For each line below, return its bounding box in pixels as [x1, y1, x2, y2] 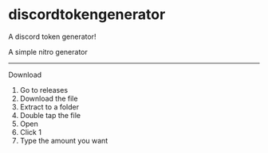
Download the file [19, 94, 78, 103]
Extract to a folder [19, 101, 80, 112]
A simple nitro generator [8, 47, 88, 56]
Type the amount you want [19, 136, 108, 145]
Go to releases [19, 85, 69, 94]
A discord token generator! [8, 32, 97, 41]
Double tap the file [19, 110, 81, 120]
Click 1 [19, 127, 42, 136]
